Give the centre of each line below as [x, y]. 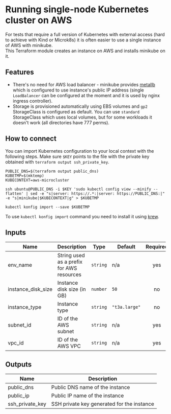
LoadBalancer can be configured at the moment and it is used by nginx [86, 95]
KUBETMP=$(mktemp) [25, 176]
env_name [20, 265]
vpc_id [16, 343]
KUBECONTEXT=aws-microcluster [37, 180]
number [99, 289]
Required [157, 247]
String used [71, 256]
